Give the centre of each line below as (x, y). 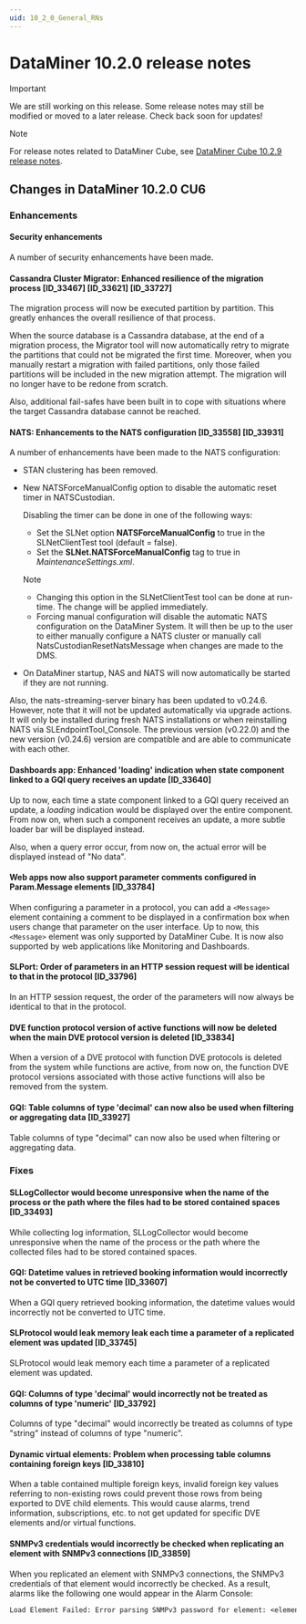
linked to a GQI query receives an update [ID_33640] (111, 780)
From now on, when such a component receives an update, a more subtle (148, 819)
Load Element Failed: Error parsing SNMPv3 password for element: (138, 1610)
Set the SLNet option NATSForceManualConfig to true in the (151, 533)
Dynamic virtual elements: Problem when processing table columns (140, 1454)
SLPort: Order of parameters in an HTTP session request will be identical (149, 967)
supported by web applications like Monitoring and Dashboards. (130, 946)
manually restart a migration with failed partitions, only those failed (135, 365)
